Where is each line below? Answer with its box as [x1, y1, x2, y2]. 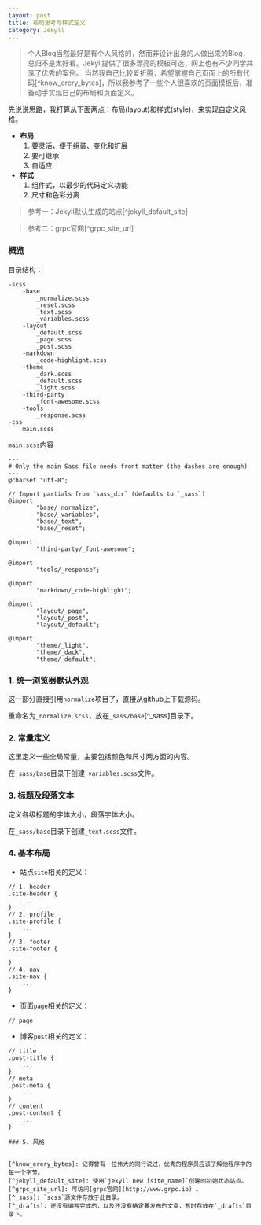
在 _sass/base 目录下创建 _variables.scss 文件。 [8, 769, 159, 778]
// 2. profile [8, 910, 55, 918]
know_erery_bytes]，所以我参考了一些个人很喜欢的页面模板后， [40, 78, 246, 87]
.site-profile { [8, 917, 61, 925]
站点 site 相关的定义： [19, 867, 90, 876]
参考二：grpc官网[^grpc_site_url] [27, 223, 134, 233]
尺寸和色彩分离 [31, 190, 80, 200]
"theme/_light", [36, 641, 90, 649]
